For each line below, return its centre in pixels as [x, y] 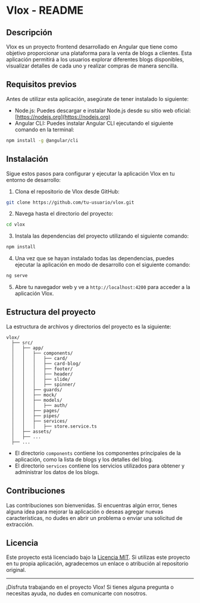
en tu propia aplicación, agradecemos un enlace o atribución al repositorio [97, 564]
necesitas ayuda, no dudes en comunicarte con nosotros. [77, 593]
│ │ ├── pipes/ [36, 416]
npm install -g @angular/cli [42, 140]
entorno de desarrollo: [34, 180]
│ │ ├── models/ [37, 400]
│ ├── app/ [28, 348]
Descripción [29, 33]
